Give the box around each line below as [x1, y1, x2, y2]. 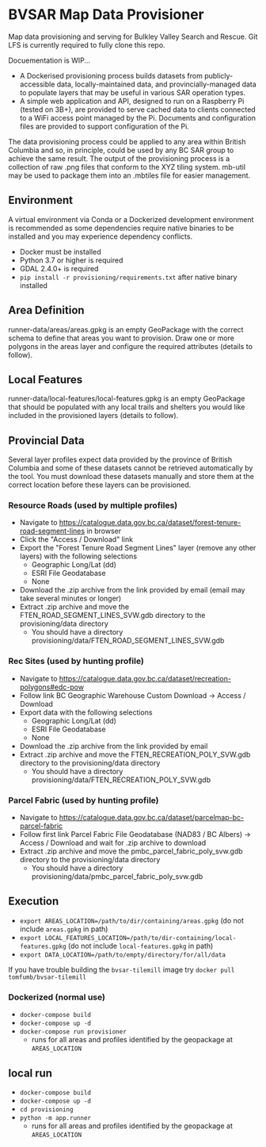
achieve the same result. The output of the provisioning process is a [8, 153, 230, 163]
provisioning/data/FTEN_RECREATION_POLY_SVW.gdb [31, 775, 211, 784]
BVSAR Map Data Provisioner [8, 6, 204, 24]
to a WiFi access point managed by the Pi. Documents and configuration [19, 113, 256, 122]
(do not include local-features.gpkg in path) [67, 941, 214, 950]
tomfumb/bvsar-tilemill [8, 973, 87, 981]
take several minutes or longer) [19, 593, 122, 604]
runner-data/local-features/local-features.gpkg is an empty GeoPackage [8, 394, 245, 404]
